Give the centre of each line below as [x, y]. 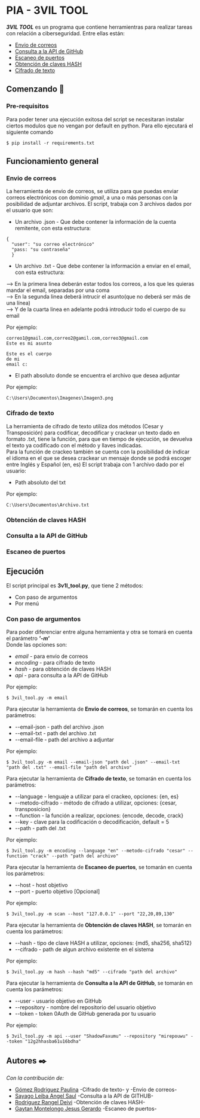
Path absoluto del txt [40, 482]
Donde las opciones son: [37, 645]
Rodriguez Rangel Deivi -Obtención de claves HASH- [80, 1102]
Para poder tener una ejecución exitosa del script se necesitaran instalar [95, 119]
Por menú [27, 604]
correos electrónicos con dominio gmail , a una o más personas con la [92, 197]
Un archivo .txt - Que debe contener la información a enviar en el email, [103, 266]
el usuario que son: [30, 211]
